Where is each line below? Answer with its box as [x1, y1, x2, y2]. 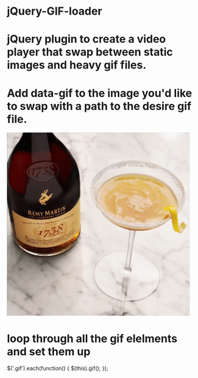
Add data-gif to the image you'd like [7, 86, 193, 100]
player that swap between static [7, 45, 173, 59]
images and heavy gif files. [7, 58, 147, 72]
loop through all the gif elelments [7, 332, 178, 346]
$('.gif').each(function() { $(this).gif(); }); [7, 365, 108, 372]
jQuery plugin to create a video [7, 32, 166, 46]
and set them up [7, 344, 91, 358]
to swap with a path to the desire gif [7, 99, 191, 113]
